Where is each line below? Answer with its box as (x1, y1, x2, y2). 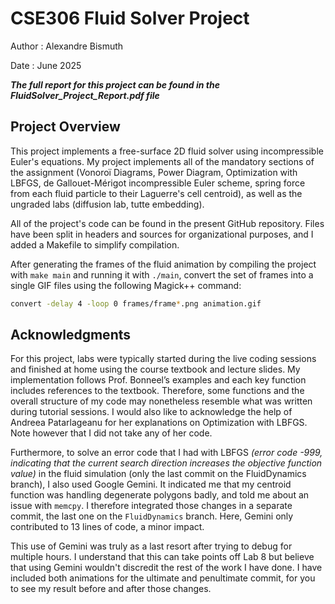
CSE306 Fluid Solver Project (10, 7, 250, 30)
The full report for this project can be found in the (10, 78, 220, 91)
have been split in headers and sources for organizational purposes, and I (10, 228, 314, 240)
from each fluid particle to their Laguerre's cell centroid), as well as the (10, 187, 303, 199)
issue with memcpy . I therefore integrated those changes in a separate (10, 500, 293, 512)
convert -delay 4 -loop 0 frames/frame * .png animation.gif (10, 298, 262, 309)
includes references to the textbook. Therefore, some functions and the (10, 385, 305, 397)
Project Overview (10, 118, 121, 136)
